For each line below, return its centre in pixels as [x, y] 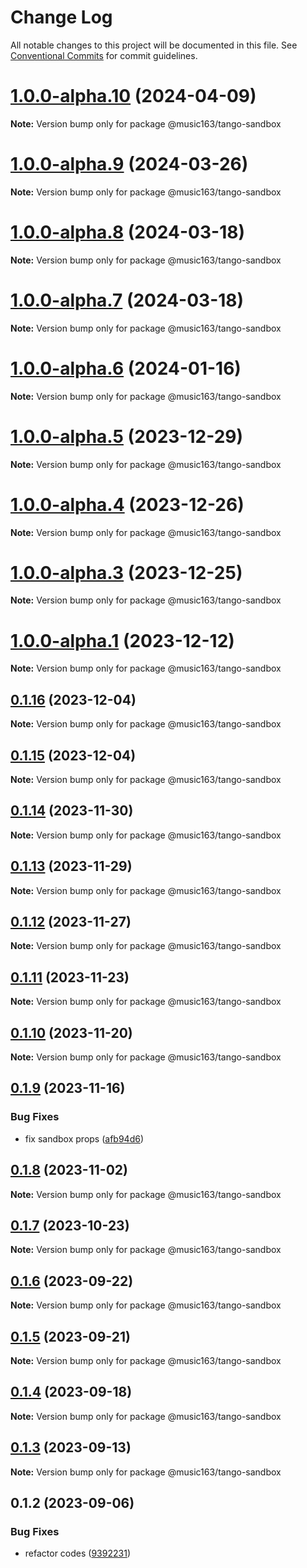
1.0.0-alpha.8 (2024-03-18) [127, 232]
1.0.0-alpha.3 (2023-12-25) [126, 572]
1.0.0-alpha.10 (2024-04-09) [133, 96]
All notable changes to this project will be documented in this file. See [154, 45]
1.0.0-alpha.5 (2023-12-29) [127, 436]
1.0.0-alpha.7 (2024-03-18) [127, 300]
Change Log [61, 17]
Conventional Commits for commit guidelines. [104, 55]
